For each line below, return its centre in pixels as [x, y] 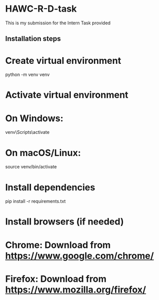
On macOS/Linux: [43, 153]
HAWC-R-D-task [41, 9]
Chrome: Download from [58, 245]
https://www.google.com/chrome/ [80, 256]
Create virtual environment [63, 61]
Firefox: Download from [56, 279]
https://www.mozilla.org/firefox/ [76, 290]
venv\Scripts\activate [27, 132]
